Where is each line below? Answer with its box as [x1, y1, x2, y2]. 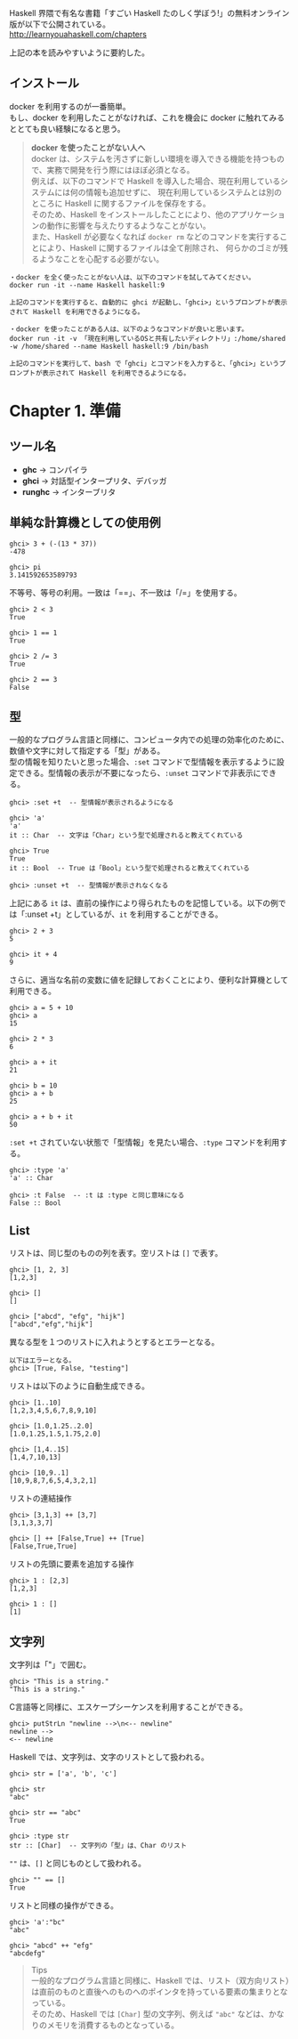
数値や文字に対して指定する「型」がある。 [9, 746, 165, 757]
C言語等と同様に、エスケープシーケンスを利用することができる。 [9, 1702, 247, 1712]
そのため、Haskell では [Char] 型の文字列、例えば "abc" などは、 [30, 2009, 270, 2019]
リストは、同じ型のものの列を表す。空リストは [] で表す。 [9, 1248, 223, 1258]
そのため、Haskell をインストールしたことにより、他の [30, 208, 231, 220]
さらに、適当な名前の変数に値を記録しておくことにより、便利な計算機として [9, 975, 289, 985]
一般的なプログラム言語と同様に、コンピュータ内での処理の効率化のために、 [9, 734, 289, 745]
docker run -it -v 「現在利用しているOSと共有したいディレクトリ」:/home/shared [9, 334, 286, 343]
